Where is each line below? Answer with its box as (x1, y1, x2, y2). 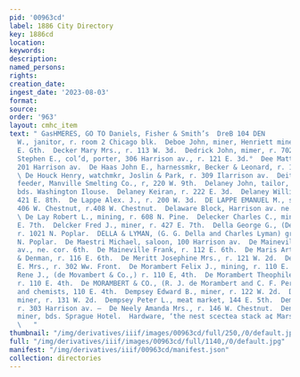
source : (9, 105, 38, 113)
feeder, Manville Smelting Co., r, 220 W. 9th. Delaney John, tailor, (17, 180, 290, 188)
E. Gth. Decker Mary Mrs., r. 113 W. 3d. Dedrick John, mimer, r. (17, 146, 278, 155)
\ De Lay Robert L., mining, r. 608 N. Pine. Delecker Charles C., (17, 212, 278, 222)
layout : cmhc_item (9, 121, 78, 130)
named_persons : (9, 63, 66, 72)
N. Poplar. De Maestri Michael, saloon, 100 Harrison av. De (17, 238, 257, 247)
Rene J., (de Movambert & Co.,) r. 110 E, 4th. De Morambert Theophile (17, 271, 294, 280)
